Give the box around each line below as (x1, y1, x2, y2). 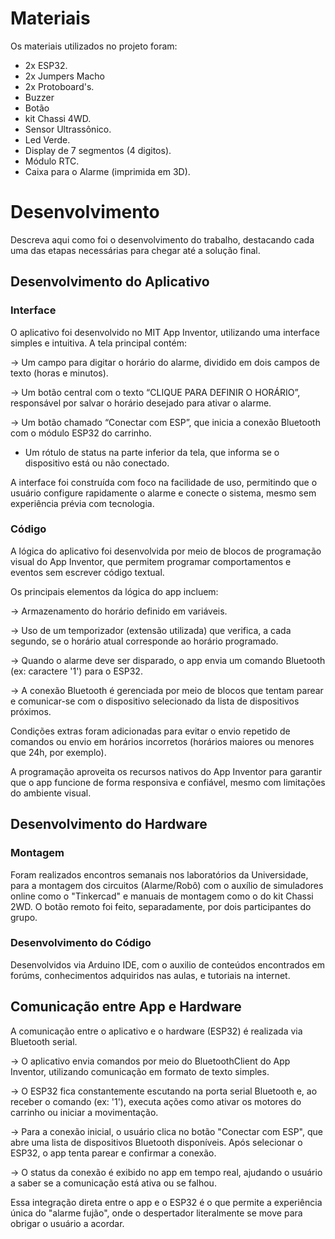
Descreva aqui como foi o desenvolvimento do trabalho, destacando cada (10, 233, 315, 246)
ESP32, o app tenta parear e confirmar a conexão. (10, 1147, 217, 1159)
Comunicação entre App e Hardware (10, 998, 242, 1016)
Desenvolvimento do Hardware (10, 816, 208, 833)
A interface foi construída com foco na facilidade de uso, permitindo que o (10, 476, 318, 488)
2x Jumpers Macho (24, 70, 105, 82)
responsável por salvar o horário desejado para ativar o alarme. (10, 397, 272, 409)
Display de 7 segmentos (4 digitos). (24, 144, 172, 156)
